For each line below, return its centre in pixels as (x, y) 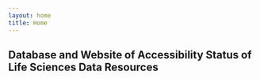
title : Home (28, 23)
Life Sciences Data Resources (83, 67)
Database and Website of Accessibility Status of (130, 55)
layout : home (30, 15)
